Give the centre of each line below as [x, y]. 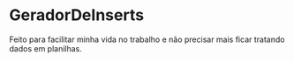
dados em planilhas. [45, 48]
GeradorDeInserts [76, 15]
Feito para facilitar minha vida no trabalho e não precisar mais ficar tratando [147, 39]
